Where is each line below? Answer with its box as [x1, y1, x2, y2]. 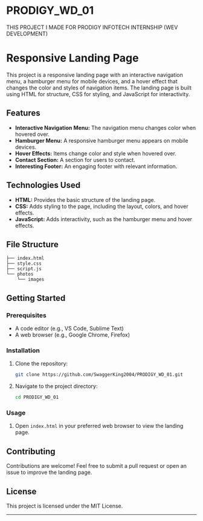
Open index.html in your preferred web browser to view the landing [14, 422, 184, 430]
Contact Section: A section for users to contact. [14, 156, 136, 163]
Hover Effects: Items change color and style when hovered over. [14, 149, 177, 157]
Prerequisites [6, 311, 47, 319]
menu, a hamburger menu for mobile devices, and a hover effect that [6, 77, 178, 85]
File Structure [6, 239, 59, 250]
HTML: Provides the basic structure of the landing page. [14, 196, 156, 203]
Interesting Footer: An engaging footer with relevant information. [14, 163, 178, 170]
